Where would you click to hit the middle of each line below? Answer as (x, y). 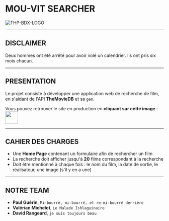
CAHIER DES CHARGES (42, 141)
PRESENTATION (31, 81)
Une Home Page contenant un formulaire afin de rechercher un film (82, 154)
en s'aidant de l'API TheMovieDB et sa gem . (50, 99)
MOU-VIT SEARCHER (50, 9)
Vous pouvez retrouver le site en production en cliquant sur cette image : (82, 108)
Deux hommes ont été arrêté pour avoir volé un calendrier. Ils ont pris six (80, 55)
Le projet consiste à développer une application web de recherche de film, (82, 93)
